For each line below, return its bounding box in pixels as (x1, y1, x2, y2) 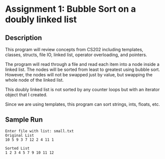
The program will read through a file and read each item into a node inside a (5, 62, 160, 67)
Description (5, 33, 42, 42)
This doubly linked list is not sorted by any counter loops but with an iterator (5, 87, 160, 92)
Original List (5, 133, 35, 138)
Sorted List (5, 146, 30, 151)
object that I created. (5, 92, 48, 97)
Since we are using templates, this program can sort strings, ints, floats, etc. (5, 101, 160, 107)
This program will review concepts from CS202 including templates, (5, 47, 143, 52)
